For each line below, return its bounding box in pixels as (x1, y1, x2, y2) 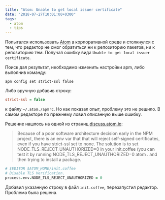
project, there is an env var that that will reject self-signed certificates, (17, 136, 160, 141)
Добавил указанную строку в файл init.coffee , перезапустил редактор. (5, 184, 159, 190)
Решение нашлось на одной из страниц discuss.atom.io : (5, 121, 123, 127)
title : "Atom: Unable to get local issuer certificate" (5, 7, 122, 12)
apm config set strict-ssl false (5, 79, 74, 84)
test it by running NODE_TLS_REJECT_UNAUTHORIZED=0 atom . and (17, 151, 158, 157)
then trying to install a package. (17, 157, 81, 163)
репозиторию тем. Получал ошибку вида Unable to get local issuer (5, 50, 150, 56)
